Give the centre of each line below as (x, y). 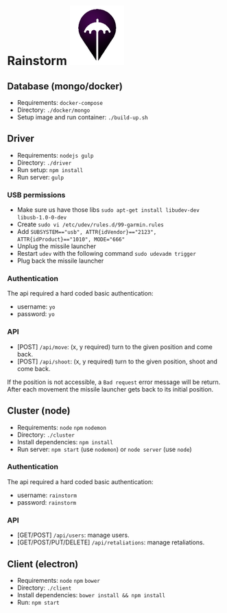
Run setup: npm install (50, 169)
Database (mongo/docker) (65, 86)
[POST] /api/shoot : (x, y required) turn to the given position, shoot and (117, 361)
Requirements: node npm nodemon (61, 427)
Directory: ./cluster (46, 435)
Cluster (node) (39, 411)
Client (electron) (43, 564)
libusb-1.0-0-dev (42, 218)
